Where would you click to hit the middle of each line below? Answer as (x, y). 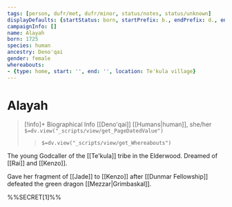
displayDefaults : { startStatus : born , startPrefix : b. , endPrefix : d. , (112, 20)
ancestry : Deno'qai (35, 52)
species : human (29, 46)
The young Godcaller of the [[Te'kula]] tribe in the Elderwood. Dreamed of (113, 156)
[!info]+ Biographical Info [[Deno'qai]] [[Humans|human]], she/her (118, 124)
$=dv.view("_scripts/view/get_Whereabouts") (106, 143)
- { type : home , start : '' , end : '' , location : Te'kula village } (101, 71)
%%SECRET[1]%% (34, 197)
